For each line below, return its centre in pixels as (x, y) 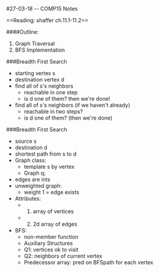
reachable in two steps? (53, 111)
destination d (31, 147)
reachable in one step (51, 92)
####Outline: (22, 32)
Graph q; (35, 173)
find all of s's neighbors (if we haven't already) (73, 105)
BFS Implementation (40, 50)
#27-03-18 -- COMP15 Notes (42, 9)
